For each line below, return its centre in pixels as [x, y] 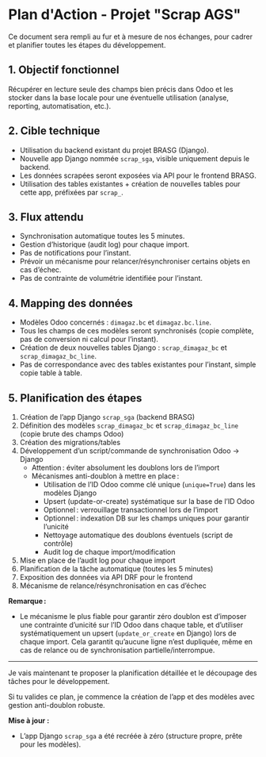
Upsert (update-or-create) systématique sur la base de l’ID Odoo [149, 501]
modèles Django [70, 493]
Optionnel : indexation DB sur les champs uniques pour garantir [146, 518]
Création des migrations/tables [70, 442]
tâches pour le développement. [59, 681]
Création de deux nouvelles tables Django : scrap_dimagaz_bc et [123, 348]
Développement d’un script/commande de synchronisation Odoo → [129, 451]
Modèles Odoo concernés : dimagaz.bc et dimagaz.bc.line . [116, 322]
